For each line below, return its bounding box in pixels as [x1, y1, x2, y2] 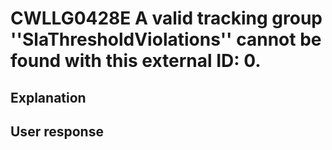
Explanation [10, 89, 87, 106]
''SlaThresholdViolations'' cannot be [10, 28, 322, 51]
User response [10, 123, 104, 140]
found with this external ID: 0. [10, 50, 262, 72]
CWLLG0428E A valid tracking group [10, 7, 323, 30]
